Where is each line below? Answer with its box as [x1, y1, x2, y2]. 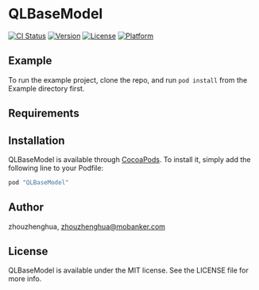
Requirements [8, 106, 79, 120]
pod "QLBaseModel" [8, 178, 69, 187]
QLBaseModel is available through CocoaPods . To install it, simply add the [8, 154, 251, 164]
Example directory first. [8, 83, 85, 93]
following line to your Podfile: [8, 163, 104, 172]
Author [8, 200, 44, 215]
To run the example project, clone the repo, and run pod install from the [8, 75, 248, 84]
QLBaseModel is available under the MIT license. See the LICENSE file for [8, 265, 249, 275]
